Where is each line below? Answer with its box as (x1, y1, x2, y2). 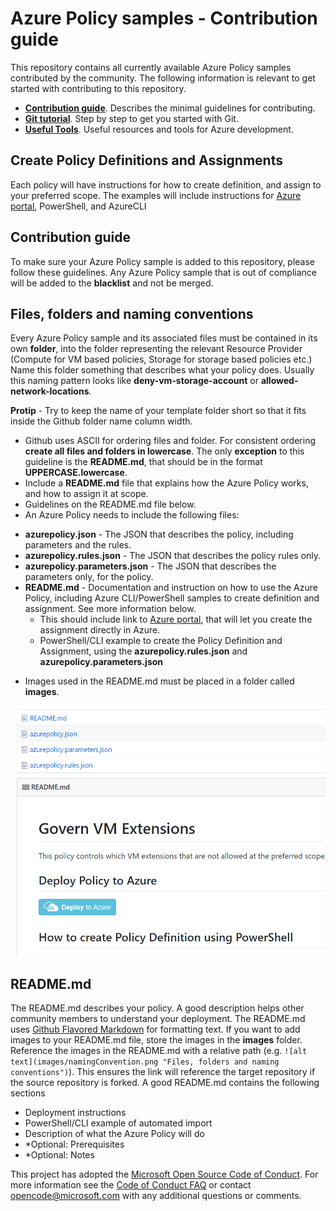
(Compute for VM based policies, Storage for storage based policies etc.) (10, 353, 313, 366)
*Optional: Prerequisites (24, 1138, 125, 1151)
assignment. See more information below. (24, 603, 197, 615)
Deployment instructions (24, 1107, 127, 1119)
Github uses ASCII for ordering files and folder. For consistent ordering (24, 435, 317, 447)
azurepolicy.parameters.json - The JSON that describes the (24, 560, 277, 572)
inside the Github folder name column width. (10, 415, 193, 427)
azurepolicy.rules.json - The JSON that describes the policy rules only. (24, 550, 322, 562)
